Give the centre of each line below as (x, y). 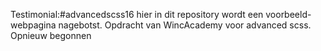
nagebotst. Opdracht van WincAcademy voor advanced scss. (185, 25)
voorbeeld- (288, 14)
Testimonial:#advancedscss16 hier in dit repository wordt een (137, 14)
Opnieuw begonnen (51, 35)
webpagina (33, 25)
